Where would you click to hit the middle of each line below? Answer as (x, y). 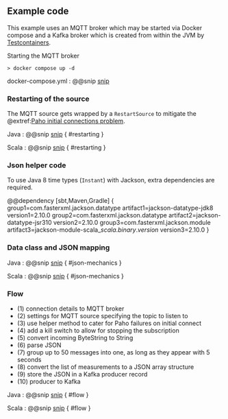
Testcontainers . (29, 42)
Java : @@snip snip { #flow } (48, 395)
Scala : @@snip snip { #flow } (49, 408)
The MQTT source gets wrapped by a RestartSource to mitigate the (102, 114)
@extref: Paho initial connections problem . (66, 121)
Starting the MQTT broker (43, 56)
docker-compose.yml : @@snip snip (58, 81)
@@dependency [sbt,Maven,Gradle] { (61, 201)
